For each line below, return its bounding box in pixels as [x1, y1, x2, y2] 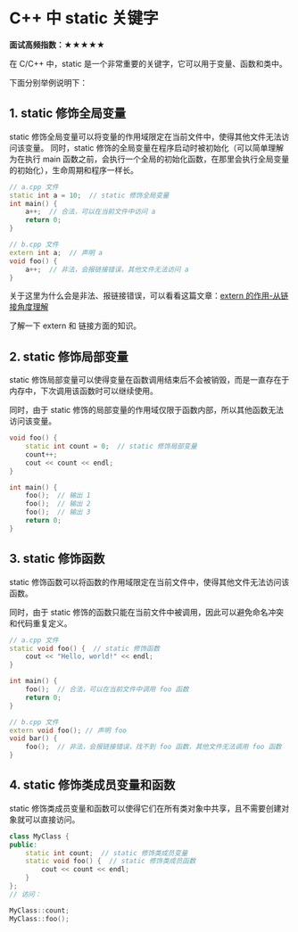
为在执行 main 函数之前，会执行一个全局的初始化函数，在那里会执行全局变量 [9, 153, 290, 164]
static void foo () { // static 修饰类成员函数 [25, 857, 196, 866]
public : [9, 840, 38, 849]
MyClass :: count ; [9, 906, 70, 915]
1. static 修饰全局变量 [9, 106, 127, 121]
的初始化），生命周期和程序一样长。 [9, 164, 138, 175]
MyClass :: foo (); [9, 914, 70, 923]
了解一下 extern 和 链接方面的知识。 [9, 320, 141, 331]
